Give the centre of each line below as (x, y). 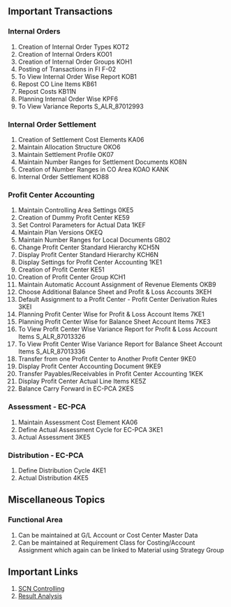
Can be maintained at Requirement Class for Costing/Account (106, 543)
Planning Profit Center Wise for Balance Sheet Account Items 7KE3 (114, 322)
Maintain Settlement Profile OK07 (66, 154)
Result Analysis (40, 596)
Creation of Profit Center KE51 (61, 270)
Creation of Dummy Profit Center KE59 (74, 218)
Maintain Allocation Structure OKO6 (69, 147)
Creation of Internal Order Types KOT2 (74, 47)
